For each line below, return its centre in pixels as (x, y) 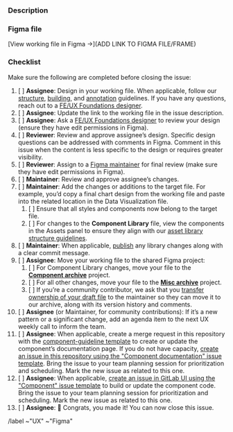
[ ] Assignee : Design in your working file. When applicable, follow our (117, 90)
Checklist (24, 62)
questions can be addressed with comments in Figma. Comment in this (119, 142)
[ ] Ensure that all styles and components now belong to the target (123, 208)
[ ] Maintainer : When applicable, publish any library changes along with (120, 245)
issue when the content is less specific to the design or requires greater (120, 149)
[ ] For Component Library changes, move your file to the (110, 267)
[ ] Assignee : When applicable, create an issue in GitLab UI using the (116, 378)
